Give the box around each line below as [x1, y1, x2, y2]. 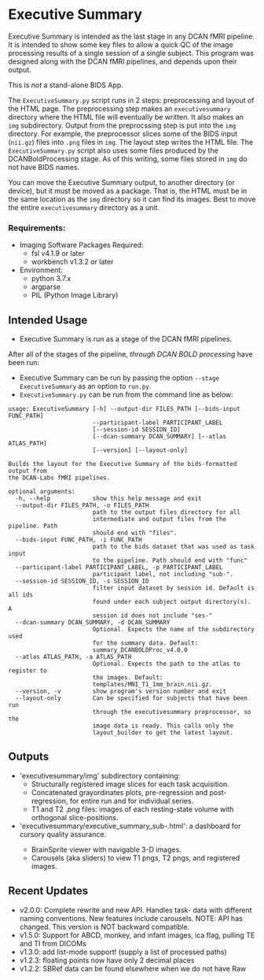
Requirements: [8, 222, 66, 233]
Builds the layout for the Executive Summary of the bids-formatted [8, 460, 237, 468]
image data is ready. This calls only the [92, 722, 234, 730]
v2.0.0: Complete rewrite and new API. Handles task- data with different [19, 905, 253, 915]
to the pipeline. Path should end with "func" [92, 557, 247, 564]
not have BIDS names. [8, 162, 80, 172]
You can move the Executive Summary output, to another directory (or [8, 177, 236, 187]
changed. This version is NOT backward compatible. [19, 922, 190, 931]
